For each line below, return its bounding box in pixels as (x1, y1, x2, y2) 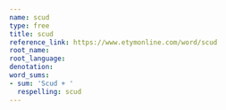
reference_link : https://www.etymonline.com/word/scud (9, 37, 218, 47)
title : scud (9, 29, 54, 38)
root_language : (9, 54, 66, 63)
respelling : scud (17, 87, 82, 96)
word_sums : (9, 71, 50, 80)
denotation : (9, 63, 54, 72)
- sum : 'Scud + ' (9, 79, 74, 88)
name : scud (9, 12, 50, 22)
